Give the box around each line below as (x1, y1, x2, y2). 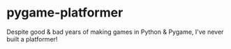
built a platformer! (6, 35, 58, 43)
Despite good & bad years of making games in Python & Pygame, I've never (6, 28, 224, 36)
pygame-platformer (6, 5, 124, 21)
